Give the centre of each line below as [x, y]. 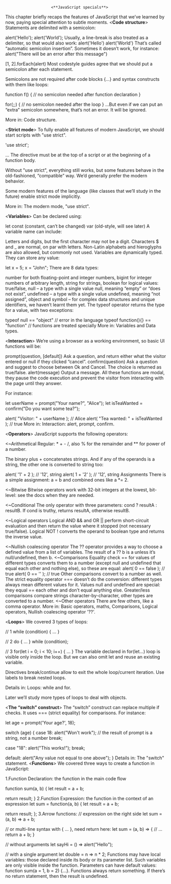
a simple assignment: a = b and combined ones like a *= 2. [67, 480]
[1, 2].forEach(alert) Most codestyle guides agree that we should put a [79, 64]
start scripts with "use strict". [36, 135]
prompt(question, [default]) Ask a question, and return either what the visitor [86, 356]
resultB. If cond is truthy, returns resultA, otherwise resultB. [68, 511]
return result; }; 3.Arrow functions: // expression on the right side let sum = [84, 814]
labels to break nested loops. [36, 678]
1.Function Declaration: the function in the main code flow [66, 779]
